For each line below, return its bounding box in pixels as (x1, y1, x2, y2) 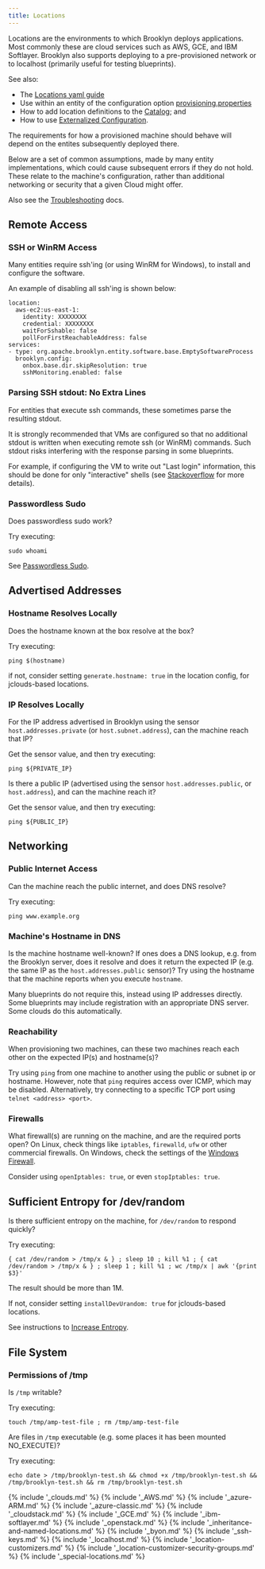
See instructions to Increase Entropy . (8, 1322, 129, 1332)
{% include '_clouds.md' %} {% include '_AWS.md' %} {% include (8, 1492, 224, 1501)
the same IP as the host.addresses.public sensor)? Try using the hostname (8, 965, 255, 975)
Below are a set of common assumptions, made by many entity (8, 154, 214, 164)
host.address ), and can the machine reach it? (8, 786, 156, 796)
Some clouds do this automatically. (8, 1006, 123, 1016)
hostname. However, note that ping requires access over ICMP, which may (8, 1077, 252, 1086)
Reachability (8, 1026, 58, 1037)
